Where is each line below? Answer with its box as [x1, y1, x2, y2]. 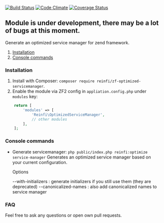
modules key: [12, 94, 38, 99]
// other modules [31, 117, 68, 122]
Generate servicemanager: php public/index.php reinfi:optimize [12, 149, 148, 155]
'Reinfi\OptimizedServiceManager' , [31, 112, 105, 117]
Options [12, 169, 29, 175]
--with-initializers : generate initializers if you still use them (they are [12, 178, 152, 184]
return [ [14, 103, 32, 108]
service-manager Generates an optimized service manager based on [12, 154, 151, 160]
